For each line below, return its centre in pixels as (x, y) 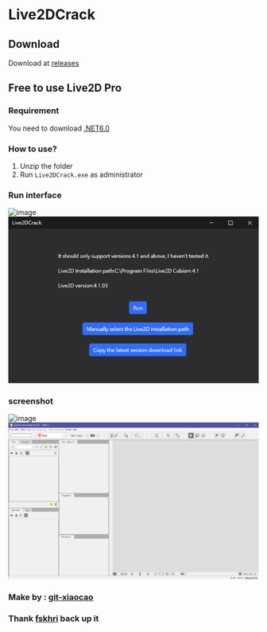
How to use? (33, 149)
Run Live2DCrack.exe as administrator (81, 174)
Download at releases (44, 63)
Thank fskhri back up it (54, 618)
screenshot (31, 401)
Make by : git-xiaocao (51, 597)
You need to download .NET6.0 (59, 128)
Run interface (35, 195)
